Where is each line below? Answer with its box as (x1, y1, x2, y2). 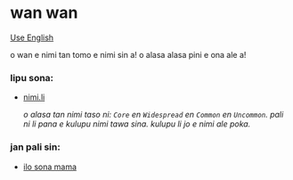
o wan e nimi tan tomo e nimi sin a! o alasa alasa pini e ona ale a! (10, 49, 247, 60)
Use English (10, 32, 54, 43)
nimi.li (22, 92, 45, 102)
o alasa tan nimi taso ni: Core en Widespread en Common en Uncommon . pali (22, 110, 284, 120)
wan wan (10, 3, 78, 23)
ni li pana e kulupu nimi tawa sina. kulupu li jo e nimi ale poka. (22, 119, 251, 129)
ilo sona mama (22, 161, 77, 172)
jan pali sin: (10, 141, 61, 153)
